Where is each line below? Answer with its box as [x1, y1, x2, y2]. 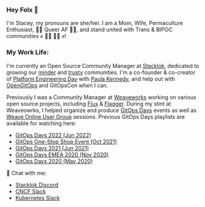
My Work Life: [6, 48, 49, 57]
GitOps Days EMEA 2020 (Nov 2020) [15, 151, 109, 158]
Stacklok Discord [15, 181, 59, 189]
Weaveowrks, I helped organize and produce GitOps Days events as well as [6, 107, 197, 114]
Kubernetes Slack [15, 194, 60, 201]
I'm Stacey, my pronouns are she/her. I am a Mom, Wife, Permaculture [6, 20, 184, 27]
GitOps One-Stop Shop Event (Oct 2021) [15, 138, 117, 145]
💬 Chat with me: [6, 169, 47, 176]
